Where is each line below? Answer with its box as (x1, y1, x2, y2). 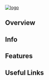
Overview (5, 19, 36, 27)
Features (5, 52, 33, 60)
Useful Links (5, 68, 44, 77)
